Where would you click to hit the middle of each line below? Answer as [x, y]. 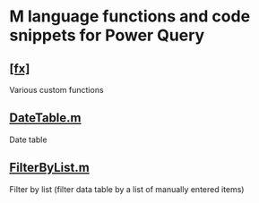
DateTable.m [45, 118]
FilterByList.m [49, 168]
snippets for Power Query [107, 35]
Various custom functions [57, 90]
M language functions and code [130, 17]
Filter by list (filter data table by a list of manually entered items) [127, 189]
